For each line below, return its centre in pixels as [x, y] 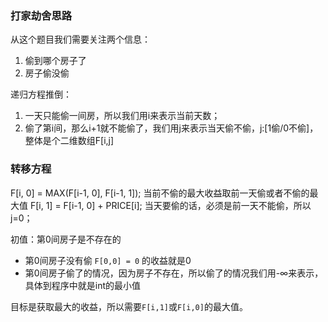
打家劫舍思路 [41, 15]
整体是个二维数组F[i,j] [69, 141]
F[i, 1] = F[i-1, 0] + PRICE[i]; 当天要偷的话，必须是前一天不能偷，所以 [170, 205]
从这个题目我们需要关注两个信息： [80, 39]
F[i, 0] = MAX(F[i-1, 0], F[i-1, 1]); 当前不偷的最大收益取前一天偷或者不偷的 [160, 193]
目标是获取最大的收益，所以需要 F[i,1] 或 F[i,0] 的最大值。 [129, 306]
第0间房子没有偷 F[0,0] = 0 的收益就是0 [108, 260]
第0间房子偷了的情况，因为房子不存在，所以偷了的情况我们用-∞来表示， [174, 273]
